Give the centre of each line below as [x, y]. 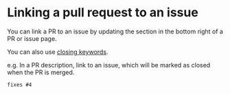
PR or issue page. [32, 38]
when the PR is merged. [41, 72]
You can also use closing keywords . [58, 52]
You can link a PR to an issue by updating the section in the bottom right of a [115, 31]
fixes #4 [20, 84]
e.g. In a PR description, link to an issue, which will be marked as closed [109, 65]
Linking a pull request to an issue [103, 13]
